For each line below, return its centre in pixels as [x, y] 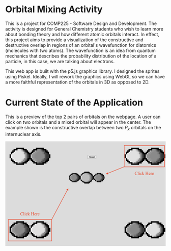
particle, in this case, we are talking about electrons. [60, 61]
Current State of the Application [74, 103]
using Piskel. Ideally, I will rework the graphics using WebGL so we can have [85, 76]
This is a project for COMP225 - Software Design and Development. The [81, 23]
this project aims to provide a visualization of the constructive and [74, 40]
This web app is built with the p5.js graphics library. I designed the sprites [82, 71]
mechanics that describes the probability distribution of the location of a [81, 56]
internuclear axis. [23, 134]
